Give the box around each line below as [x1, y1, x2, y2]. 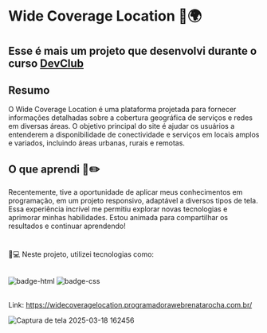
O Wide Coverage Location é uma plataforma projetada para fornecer [8, 105, 237, 114]
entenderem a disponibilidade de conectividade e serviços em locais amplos [8, 130, 260, 140]
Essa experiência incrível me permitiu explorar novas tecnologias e [8, 204, 228, 214]
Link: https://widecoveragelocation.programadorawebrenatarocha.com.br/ [8, 300, 253, 310]
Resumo [8, 83, 50, 97]
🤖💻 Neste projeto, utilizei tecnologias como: [8, 250, 154, 259]
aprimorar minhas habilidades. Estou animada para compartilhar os [8, 213, 229, 223]
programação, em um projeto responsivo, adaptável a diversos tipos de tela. [8, 196, 258, 206]
